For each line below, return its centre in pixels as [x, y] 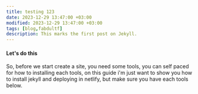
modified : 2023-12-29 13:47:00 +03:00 [54, 23]
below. [14, 86]
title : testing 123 [30, 12]
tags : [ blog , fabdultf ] [34, 28]
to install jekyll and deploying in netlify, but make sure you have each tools [98, 79]
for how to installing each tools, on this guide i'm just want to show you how [99, 73]
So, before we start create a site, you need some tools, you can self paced [98, 66]
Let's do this [22, 53]
